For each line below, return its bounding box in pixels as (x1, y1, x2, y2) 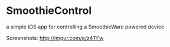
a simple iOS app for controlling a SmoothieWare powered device (6, 23, 165, 30)
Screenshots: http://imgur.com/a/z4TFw (6, 34, 104, 41)
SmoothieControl (6, 4, 92, 17)
